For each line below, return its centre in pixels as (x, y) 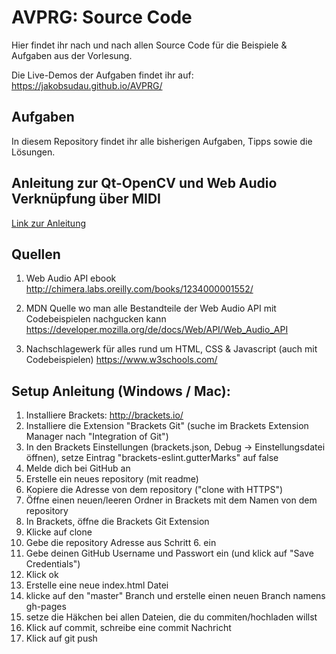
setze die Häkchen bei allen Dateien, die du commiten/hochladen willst (171, 617)
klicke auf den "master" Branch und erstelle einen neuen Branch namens (175, 596)
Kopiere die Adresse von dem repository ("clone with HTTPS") (154, 490)
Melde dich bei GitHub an (78, 468)
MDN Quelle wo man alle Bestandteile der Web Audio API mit (151, 308)
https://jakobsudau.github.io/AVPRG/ (87, 85)
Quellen (36, 254)
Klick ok (42, 575)
